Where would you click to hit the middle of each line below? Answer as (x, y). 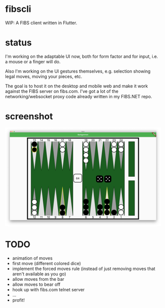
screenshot (29, 116)
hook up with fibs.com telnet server (48, 289)
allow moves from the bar (38, 279)
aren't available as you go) (39, 274)
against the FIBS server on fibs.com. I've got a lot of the (62, 91)
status (19, 43)
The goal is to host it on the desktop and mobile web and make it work (77, 86)
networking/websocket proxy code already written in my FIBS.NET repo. (79, 96)
